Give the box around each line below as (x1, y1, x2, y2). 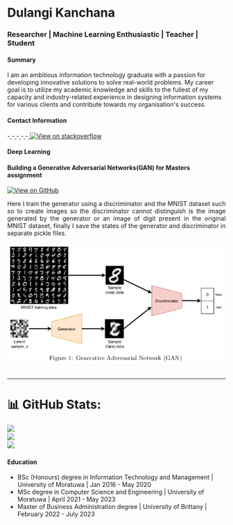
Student (7, 38, 35, 48)
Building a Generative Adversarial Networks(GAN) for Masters (7, 163, 191, 171)
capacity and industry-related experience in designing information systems (7, 93, 222, 101)
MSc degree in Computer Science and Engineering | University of (17, 488, 205, 497)
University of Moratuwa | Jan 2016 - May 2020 (17, 481, 151, 489)
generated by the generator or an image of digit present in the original (7, 214, 226, 223)
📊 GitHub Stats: (7, 397, 102, 413)
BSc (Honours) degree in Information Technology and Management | (17, 473, 214, 481)
